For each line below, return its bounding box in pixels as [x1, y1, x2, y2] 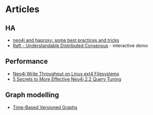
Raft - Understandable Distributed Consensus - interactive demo [12, 43, 148, 49]
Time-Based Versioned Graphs [12, 104, 78, 110]
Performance [5, 57, 48, 66]
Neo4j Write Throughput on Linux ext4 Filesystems [12, 70, 119, 76]
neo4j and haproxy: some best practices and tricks [12, 37, 119, 43]
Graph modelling [5, 91, 59, 99]
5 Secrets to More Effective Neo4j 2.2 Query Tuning [12, 76, 121, 82]
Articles [5, 4, 40, 15]
